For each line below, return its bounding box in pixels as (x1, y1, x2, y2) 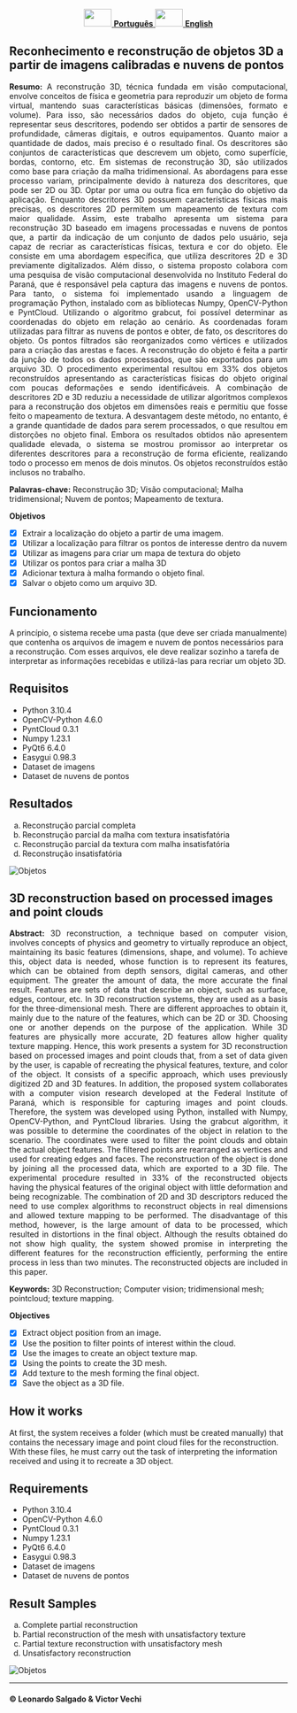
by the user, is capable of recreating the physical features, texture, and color (9, 1060, 288, 1070)
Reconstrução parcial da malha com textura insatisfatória (21, 829, 230, 840)
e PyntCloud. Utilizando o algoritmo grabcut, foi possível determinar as (9, 306, 288, 318)
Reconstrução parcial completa (21, 820, 136, 830)
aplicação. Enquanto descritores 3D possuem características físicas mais (9, 194, 288, 204)
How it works (9, 1404, 83, 1419)
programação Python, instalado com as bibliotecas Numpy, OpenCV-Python (9, 297, 288, 308)
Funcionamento (9, 604, 98, 619)
